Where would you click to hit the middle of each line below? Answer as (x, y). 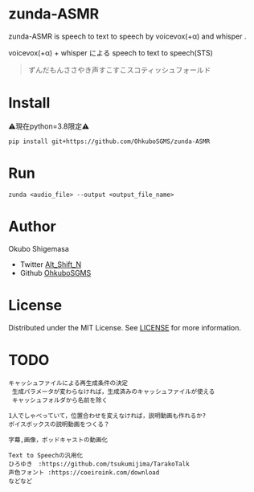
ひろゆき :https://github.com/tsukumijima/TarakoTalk (99, 464)
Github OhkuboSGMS (55, 273)
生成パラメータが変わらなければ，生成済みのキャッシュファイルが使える (113, 392)
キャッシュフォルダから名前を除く (60, 400)
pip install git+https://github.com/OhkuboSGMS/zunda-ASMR (109, 141)
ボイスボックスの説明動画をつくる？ (59, 424)
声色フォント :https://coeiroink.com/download (84, 472)
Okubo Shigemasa (39, 248)
